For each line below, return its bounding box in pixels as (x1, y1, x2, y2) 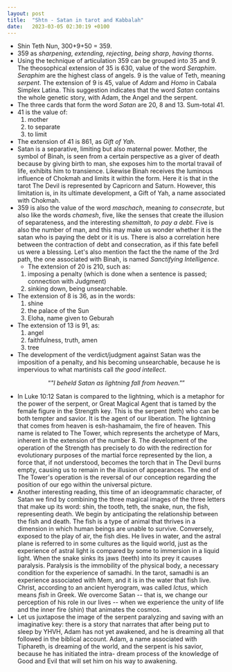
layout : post (7, 10, 45, 17)
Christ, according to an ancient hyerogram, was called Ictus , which (17, 583, 208, 592)
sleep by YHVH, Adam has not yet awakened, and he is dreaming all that (17, 628, 224, 636)
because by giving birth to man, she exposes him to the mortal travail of (17, 160, 222, 168)
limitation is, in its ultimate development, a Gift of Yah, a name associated (17, 189, 226, 197)
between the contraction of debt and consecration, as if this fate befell (17, 240, 219, 249)
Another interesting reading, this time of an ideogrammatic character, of (17, 488, 222, 496)
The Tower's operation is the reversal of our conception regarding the (17, 473, 217, 482)
